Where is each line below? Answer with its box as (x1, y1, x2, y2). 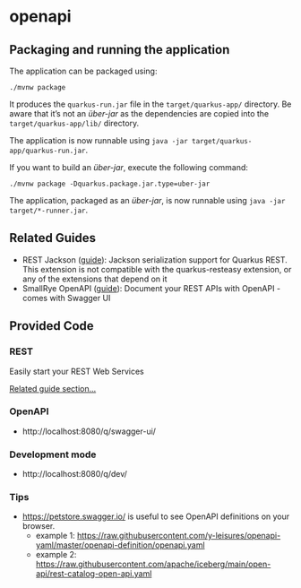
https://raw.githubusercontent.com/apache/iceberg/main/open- (35, 558, 271, 570)
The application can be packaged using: (9, 65, 158, 76)
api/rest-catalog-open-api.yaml (35, 568, 152, 579)
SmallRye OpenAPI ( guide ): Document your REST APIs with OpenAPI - (21, 282, 280, 293)
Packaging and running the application (9, 42, 230, 57)
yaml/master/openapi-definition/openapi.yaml (35, 540, 205, 550)
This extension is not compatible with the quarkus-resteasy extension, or (21, 264, 292, 274)
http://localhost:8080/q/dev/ (21, 469, 128, 480)
